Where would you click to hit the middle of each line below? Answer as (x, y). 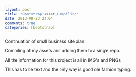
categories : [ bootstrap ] (30, 28)
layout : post (18, 9)
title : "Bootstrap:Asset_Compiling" (42, 14)
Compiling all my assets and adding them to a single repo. (63, 51)
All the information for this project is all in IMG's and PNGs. (63, 60)
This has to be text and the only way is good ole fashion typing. (68, 69)
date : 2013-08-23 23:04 (29, 18)
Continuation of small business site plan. (45, 41)
